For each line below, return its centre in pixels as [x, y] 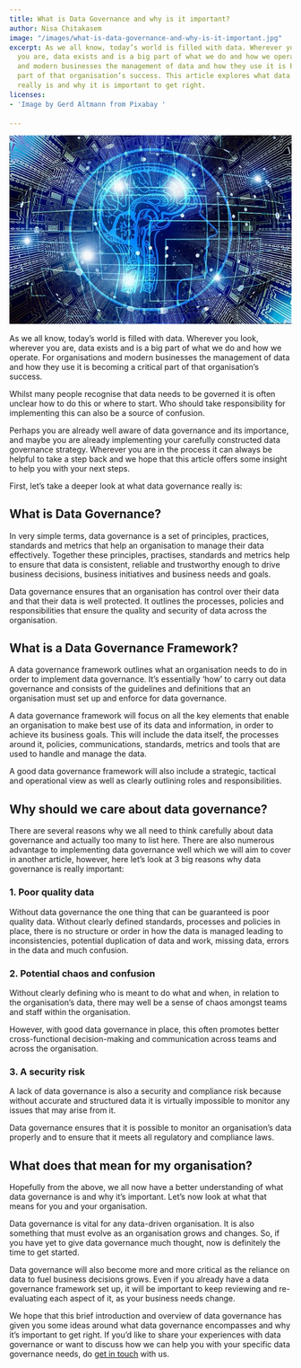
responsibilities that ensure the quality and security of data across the [138, 610]
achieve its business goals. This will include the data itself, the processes [144, 735]
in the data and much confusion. [69, 950]
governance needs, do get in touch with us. [90, 1354]
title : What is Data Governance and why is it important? [120, 19]
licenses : [28, 94]
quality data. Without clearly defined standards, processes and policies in [145, 922]
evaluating [28, 1298]
